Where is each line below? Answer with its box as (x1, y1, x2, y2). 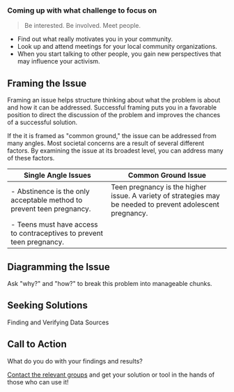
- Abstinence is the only (10, 187, 90, 197)
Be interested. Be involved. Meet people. (24, 22, 141, 30)
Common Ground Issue (127, 170, 207, 180)
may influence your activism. (17, 57, 100, 66)
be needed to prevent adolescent (111, 199, 219, 209)
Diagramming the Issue (7, 261, 110, 273)
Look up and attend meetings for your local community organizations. (17, 43, 217, 51)
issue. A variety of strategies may (111, 191, 221, 201)
